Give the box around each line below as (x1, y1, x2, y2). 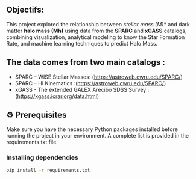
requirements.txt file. (6, 138, 58, 146)
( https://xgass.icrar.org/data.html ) (14, 93, 100, 100)
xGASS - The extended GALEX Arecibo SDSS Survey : (14, 86, 150, 93)
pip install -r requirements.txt (6, 167, 90, 173)
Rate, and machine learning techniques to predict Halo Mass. (6, 40, 158, 47)
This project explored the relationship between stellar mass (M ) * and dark (6, 20, 190, 28)
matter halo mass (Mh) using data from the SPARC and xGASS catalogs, (6, 27, 187, 34)
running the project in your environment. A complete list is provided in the (6, 132, 189, 139)
